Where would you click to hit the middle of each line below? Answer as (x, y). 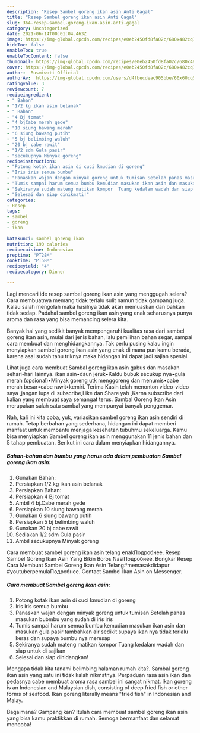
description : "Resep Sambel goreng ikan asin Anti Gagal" (80, 12)
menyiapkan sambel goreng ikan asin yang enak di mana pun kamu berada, (99, 350)
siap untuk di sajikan (40, 651)
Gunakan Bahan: (35, 477)
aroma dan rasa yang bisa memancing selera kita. (67, 319)
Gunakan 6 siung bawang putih (53, 515)
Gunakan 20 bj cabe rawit (47, 528)
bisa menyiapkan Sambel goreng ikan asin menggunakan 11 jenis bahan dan (99, 436)
